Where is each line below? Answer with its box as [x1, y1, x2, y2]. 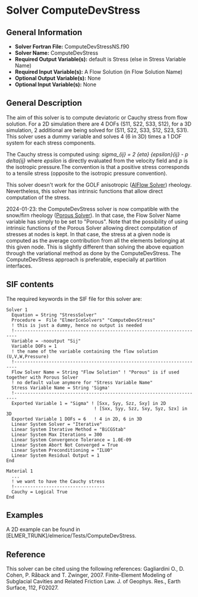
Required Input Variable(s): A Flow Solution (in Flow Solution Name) [14, 68, 183, 75]
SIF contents [6, 279, 54, 290]
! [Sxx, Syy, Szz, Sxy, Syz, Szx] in [94, 406, 187, 411]
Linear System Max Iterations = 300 [11, 432, 102, 438]
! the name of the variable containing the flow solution [11, 348, 159, 354]
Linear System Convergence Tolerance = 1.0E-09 [11, 436, 132, 443]
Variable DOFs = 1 [11, 343, 58, 349]
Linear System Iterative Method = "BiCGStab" [11, 426, 127, 432]
